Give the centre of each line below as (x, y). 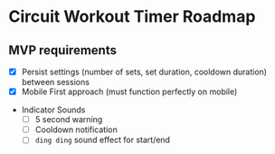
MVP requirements (62, 50)
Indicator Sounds (53, 110)
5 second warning (69, 120)
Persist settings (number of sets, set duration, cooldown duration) (144, 72)
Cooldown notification (76, 130)
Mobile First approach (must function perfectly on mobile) (129, 91)
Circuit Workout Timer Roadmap (132, 17)
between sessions (55, 82)
